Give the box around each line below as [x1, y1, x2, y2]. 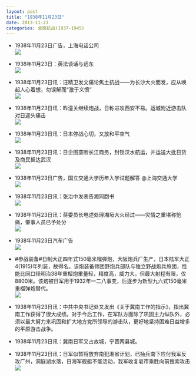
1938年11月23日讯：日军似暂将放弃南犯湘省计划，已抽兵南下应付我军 [14, 350, 182, 358]
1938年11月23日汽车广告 [14, 237, 74, 244]
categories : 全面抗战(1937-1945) [6, 25, 85, 31]
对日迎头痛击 [14, 112, 46, 119]
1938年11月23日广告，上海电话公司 [14, 42, 99, 49]
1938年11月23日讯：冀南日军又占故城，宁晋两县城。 [14, 338, 141, 345]
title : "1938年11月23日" [6, 14, 65, 20]
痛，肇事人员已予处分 [14, 219, 67, 226]
